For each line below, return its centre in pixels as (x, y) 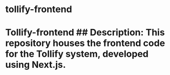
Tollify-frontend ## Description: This (85, 33)
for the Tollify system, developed (77, 54)
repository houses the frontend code (85, 43)
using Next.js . (36, 65)
